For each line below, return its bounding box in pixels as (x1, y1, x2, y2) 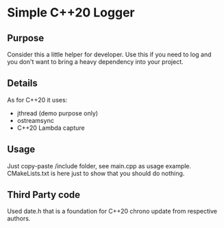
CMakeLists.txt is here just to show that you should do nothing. (7, 169, 185, 177)
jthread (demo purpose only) (16, 109, 98, 117)
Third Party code (7, 189, 81, 201)
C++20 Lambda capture (16, 124, 85, 132)
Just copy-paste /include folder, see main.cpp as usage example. (7, 161, 192, 170)
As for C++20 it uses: (7, 95, 68, 104)
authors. (7, 214, 31, 223)
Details (7, 78, 38, 89)
